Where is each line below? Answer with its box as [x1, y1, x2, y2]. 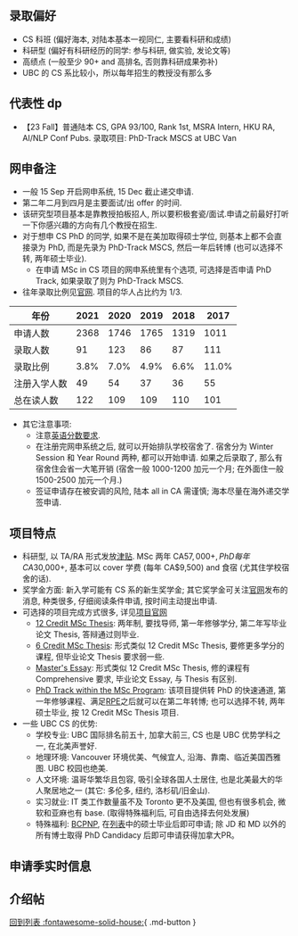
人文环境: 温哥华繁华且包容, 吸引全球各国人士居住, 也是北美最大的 [35, 774, 276, 785]
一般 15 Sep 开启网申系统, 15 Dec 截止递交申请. [21, 186, 194, 197]
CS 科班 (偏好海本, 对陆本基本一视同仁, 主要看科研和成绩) [21, 34, 232, 45]
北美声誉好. [55, 741, 98, 751]
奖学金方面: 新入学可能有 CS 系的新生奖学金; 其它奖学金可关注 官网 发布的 [21, 584, 289, 595]
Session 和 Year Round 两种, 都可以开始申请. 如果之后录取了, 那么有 [35, 452, 283, 463]
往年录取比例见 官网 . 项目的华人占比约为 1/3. [21, 286, 182, 297]
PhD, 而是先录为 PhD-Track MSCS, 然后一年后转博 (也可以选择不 [47, 242, 283, 253]
